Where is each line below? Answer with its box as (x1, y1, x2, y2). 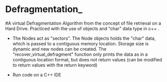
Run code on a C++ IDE (12, 71, 61, 77)
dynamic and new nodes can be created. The (12, 46, 107, 52)
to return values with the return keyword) (12, 62, 98, 68)
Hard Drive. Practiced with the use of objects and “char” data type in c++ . (5, 25, 159, 31)
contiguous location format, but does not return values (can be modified (12, 56, 162, 62)
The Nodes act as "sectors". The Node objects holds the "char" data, (12, 35, 156, 41)
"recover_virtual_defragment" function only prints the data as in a (12, 51, 148, 57)
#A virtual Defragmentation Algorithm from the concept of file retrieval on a (5, 20, 161, 26)
